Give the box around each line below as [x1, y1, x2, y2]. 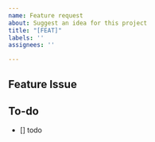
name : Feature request [8, 11, 83, 20]
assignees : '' [8, 41, 56, 49]
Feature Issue [8, 77, 77, 91]
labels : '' [8, 33, 45, 42]
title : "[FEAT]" [8, 26, 62, 34]
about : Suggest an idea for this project [8, 19, 148, 27]
